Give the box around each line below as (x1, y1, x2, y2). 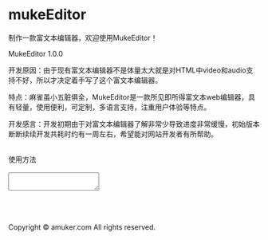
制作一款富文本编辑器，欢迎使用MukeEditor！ (8, 33, 158, 42)
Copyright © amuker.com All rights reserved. (8, 222, 156, 232)
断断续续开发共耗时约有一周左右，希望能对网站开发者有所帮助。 (8, 129, 218, 139)
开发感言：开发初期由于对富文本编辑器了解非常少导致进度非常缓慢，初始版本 (8, 119, 260, 128)
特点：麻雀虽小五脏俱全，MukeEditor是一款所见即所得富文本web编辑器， (8, 92, 249, 101)
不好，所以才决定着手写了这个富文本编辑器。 (14, 75, 162, 85)
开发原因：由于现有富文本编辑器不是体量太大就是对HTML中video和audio (8, 65, 246, 75)
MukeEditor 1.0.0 (8, 49, 64, 58)
